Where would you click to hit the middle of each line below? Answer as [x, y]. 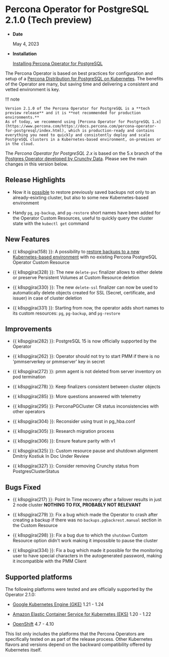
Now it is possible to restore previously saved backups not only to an [84, 192]
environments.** [22, 117]
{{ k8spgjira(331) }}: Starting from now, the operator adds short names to [88, 308]
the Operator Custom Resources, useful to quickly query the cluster [83, 218]
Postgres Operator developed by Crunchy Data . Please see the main [76, 158]
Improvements [29, 329]
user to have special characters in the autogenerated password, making [87, 556]
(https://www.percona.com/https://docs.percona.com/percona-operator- [81, 126]
